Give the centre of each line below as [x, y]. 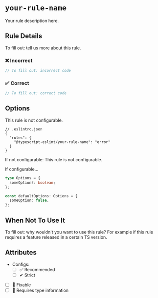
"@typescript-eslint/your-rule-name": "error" [62, 142]
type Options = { [23, 178]
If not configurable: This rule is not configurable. [54, 159]
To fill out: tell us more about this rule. [43, 48]
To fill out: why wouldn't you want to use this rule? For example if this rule [79, 232]
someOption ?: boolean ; [33, 182]
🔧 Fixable [22, 285]
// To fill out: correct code [36, 93]
